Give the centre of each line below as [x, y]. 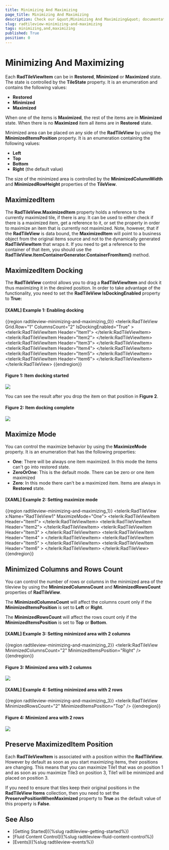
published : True [22, 33]
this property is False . [28, 804]
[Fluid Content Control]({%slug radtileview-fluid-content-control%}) [83, 837]
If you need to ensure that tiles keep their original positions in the [72, 788]
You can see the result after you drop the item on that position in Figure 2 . [82, 396]
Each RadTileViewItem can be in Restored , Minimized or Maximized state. [83, 76]
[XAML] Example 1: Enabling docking [45, 310]
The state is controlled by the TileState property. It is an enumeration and [81, 82]
